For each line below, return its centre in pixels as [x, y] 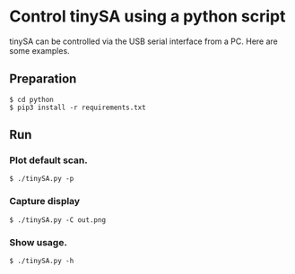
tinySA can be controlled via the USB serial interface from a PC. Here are [143, 41]
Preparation [43, 79]
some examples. [39, 50]
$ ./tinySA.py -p [42, 179]
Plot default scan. [48, 160]
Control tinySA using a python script [147, 17]
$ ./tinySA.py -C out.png [57, 220]
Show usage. [38, 242]
